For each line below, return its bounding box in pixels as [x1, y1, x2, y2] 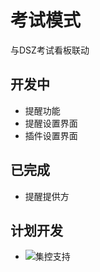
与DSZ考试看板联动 [10, 44, 90, 56]
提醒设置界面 [24, 117, 78, 129]
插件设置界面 [24, 129, 78, 141]
